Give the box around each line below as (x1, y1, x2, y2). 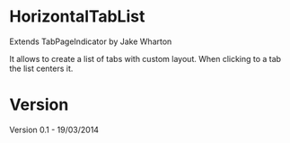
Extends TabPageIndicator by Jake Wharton (9, 36, 172, 47)
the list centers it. (9, 63, 74, 74)
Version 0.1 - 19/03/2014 (9, 124, 100, 135)
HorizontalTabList (9, 6, 145, 27)
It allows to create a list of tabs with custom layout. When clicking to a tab (9, 53, 281, 64)
